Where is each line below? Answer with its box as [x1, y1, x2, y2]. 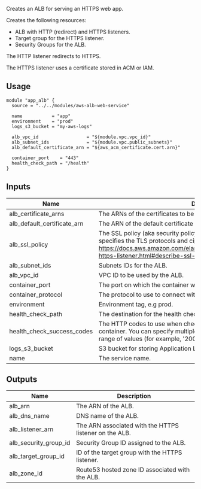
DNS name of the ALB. [75, 412, 139, 420]
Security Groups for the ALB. [14, 41, 86, 48]
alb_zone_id [9, 469, 43, 478]
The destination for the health [98, 309, 182, 318]
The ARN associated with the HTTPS [75, 421, 179, 430]
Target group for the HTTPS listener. [14, 35, 105, 41]
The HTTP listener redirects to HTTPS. [6, 53, 101, 59]
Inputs [6, 182, 31, 192]
